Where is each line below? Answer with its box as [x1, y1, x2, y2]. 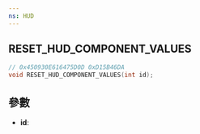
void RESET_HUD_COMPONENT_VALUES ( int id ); [8, 71, 154, 80]
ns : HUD [8, 11, 35, 20]
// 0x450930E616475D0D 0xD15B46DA [8, 63, 126, 71]
